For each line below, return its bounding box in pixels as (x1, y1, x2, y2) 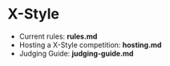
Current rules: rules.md (18, 31, 98, 41)
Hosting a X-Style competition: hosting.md (18, 39, 162, 49)
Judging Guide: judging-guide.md (18, 48, 134, 58)
